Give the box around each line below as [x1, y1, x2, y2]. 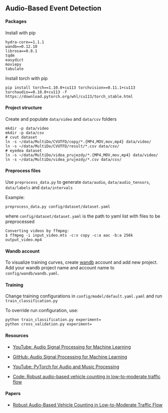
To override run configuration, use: [5, 308, 78, 314]
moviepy [5, 62, 22, 67]
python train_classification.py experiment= [5, 317, 101, 322]
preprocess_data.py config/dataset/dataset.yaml [5, 204, 110, 209]
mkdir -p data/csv [5, 130, 44, 135]
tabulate [5, 66, 24, 71]
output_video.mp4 [5, 237, 42, 242]
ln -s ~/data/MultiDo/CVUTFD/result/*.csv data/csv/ [5, 144, 120, 149]
